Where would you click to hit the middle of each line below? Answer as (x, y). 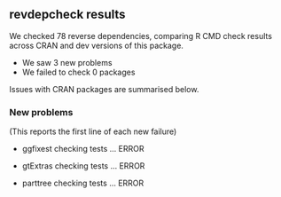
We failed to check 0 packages (78, 72)
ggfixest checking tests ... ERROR (83, 149)
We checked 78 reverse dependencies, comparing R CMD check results (141, 35)
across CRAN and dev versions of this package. (97, 45)
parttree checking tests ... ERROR (83, 183)
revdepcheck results (67, 15)
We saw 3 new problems (67, 62)
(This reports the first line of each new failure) (93, 131)
